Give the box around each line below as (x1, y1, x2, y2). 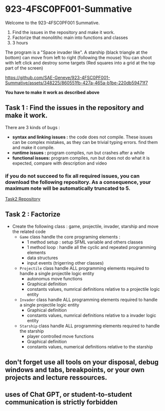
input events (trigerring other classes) (27, 260, 104, 266)
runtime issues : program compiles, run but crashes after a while (12, 149, 145, 156)
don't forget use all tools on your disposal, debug (5, 358, 159, 367)
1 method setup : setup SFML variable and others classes (27, 239, 143, 245)
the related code (12, 228, 46, 235)
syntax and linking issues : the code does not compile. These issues (12, 134, 153, 140)
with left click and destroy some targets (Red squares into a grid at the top (5, 60, 156, 66)
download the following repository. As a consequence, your (5, 178, 151, 185)
